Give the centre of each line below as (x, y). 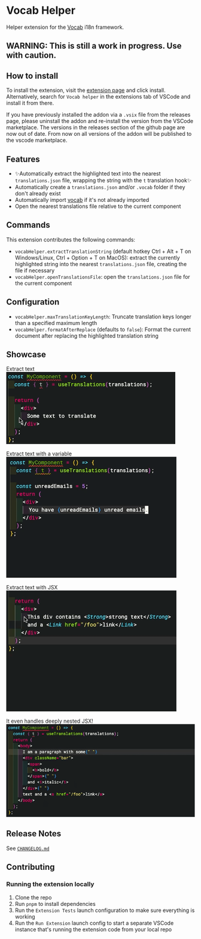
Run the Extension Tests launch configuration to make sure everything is (105, 910)
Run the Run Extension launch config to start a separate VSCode (94, 923)
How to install (32, 76)
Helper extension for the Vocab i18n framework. (65, 27)
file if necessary (35, 270)
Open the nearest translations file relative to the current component (98, 206)
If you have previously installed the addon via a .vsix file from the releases (98, 115)
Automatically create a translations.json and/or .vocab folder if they (100, 187)
